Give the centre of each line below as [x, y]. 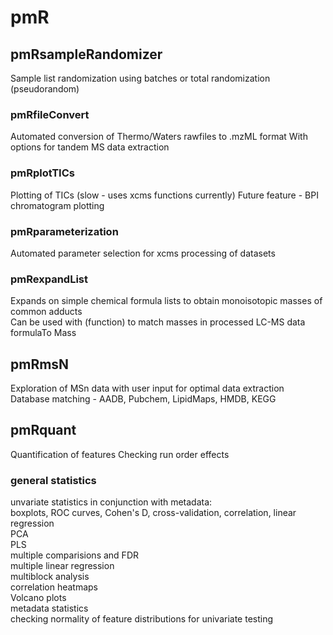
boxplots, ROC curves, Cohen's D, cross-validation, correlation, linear [153, 513]
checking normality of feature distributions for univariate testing [142, 619]
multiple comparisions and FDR [74, 555]
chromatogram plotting [57, 205]
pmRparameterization [64, 231]
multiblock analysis [50, 577]
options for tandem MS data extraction [90, 147]
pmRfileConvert [50, 114]
